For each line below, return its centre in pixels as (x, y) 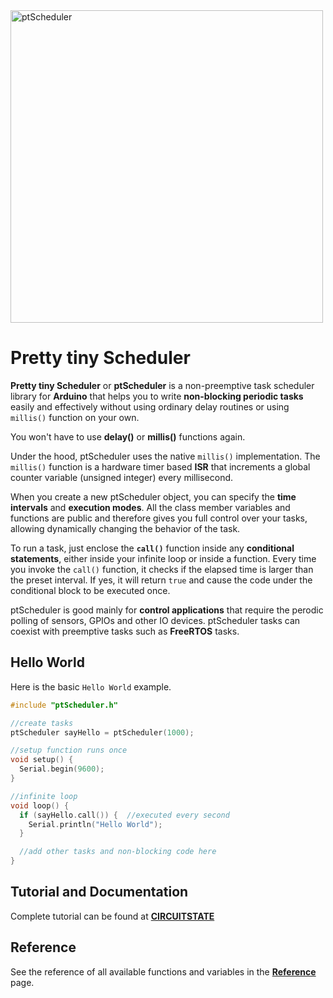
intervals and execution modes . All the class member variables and (150, 507)
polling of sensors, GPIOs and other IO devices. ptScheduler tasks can (155, 620)
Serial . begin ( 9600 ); (62, 769)
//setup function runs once (69, 750)
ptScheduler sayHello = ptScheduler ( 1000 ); (102, 732)
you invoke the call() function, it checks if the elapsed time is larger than (162, 569)
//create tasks (42, 723)
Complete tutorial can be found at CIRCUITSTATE (112, 916)
